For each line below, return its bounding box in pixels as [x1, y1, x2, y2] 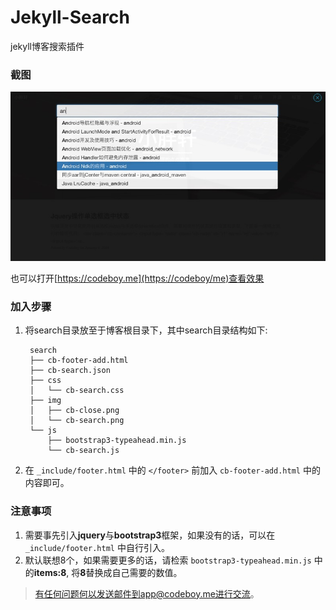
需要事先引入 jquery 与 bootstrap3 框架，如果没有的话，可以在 [24, 529, 276, 541]
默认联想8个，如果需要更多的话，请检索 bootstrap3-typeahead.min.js [24, 554, 312, 566]
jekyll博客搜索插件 [10, 40, 85, 52]
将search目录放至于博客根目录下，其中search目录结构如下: [24, 324, 268, 336]
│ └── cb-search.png [29, 416, 125, 426]
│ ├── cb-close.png [29, 406, 120, 416]
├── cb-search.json [29, 366, 111, 376]
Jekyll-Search [10, 6, 130, 29]
